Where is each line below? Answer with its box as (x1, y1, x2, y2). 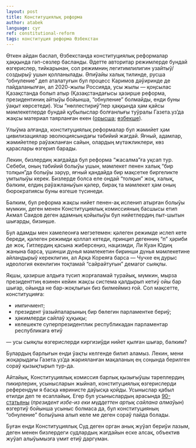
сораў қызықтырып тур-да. (6, 363, 75, 369)
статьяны (6, 399, 30, 406)
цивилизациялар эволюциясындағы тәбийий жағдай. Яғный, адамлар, (6, 132, 183, 139)
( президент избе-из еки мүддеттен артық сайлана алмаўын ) (31, 399, 184, 406)
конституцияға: (6, 291, 45, 297)
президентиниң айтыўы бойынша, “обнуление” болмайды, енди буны (6, 96, 180, 103)
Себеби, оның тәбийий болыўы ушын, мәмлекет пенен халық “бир (6, 162, 174, 170)
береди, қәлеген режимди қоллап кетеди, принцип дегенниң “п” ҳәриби (6, 235, 188, 242)
